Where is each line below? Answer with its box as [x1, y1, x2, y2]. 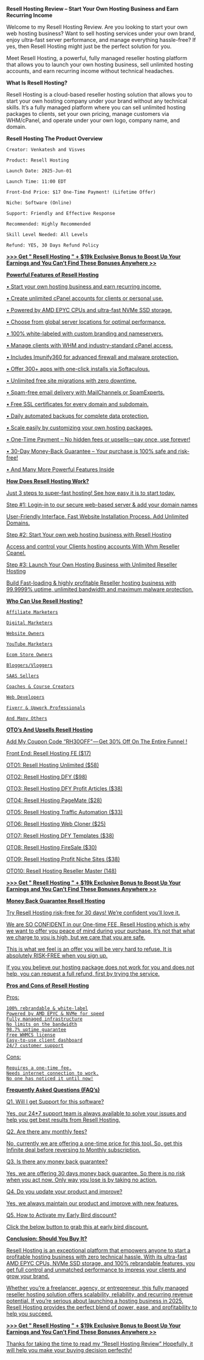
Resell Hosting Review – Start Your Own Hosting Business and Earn [6, 5, 179, 12]
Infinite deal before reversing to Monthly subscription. [6, 1146, 141, 1153]
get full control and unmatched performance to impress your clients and [6, 1266, 186, 1273]
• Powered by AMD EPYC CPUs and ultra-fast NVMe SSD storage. [6, 307, 172, 313]
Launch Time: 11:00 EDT [6, 178, 67, 185]
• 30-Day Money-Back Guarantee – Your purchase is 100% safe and [6, 447, 177, 455]
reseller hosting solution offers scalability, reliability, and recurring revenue [6, 1291, 193, 1298]
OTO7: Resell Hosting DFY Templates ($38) [6, 832, 114, 839]
